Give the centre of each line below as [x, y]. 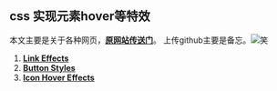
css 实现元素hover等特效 [80, 16]
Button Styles [49, 67]
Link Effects [46, 58]
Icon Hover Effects [59, 77]
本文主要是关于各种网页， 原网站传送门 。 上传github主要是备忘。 [130, 40]
